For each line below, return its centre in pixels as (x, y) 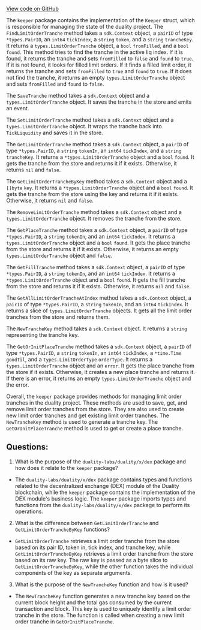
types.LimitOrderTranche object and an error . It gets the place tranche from (100, 366)
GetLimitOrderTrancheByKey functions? (62, 529)
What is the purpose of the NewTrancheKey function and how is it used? (102, 584)
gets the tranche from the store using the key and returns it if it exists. (92, 194)
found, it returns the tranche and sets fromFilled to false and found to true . (100, 58)
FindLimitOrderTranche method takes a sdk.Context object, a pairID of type (100, 33)
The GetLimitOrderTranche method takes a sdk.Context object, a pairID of (97, 144)
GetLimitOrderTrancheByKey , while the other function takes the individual (104, 566)
